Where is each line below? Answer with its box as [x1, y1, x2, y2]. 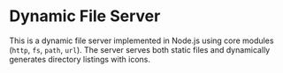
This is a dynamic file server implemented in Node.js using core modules [9, 35, 274, 46]
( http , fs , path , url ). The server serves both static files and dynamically [9, 44, 271, 55]
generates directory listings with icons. [9, 54, 150, 64]
